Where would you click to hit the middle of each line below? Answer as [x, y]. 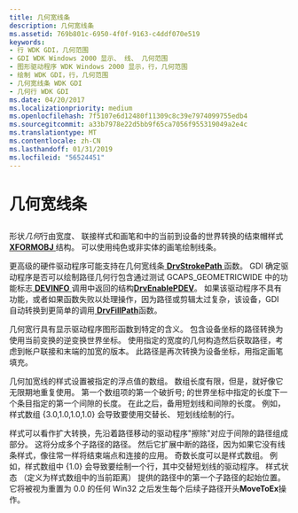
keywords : [27, 42]
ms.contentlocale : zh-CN [55, 141]
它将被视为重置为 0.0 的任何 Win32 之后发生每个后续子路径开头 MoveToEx [144, 489]
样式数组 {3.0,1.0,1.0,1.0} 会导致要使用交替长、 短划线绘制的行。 [124, 415]
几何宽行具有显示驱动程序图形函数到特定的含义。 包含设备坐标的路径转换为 [146, 330]
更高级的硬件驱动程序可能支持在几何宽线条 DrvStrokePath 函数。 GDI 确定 [145, 266]
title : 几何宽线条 [40, 17]
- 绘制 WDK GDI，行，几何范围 [59, 75]
